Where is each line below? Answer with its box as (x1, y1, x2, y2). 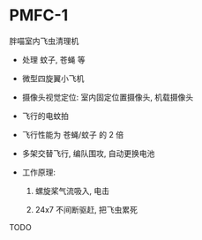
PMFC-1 (9, 5, 69, 26)
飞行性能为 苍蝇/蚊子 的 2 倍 (21, 129, 124, 139)
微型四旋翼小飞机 (21, 72, 85, 84)
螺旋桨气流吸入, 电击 (34, 185, 110, 196)
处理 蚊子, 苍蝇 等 (21, 54, 86, 64)
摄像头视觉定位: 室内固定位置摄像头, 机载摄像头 (21, 92, 194, 102)
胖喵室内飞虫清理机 (9, 35, 79, 46)
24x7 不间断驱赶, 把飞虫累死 (34, 204, 138, 214)
